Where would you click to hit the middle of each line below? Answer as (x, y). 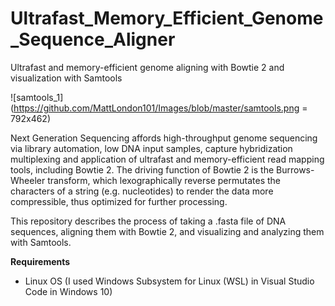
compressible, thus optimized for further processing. (119, 201)
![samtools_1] (37, 97)
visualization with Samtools (66, 78)
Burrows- (295, 169)
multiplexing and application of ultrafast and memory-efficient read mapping (167, 159)
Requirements (40, 261)
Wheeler (28, 180)
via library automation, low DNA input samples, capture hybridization (151, 148)
